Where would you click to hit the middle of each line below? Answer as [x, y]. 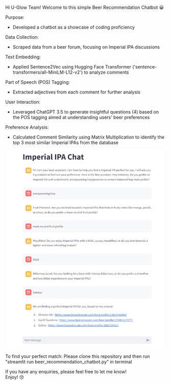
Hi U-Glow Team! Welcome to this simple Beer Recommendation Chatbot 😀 [85, 7]
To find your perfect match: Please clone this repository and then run [78, 356]
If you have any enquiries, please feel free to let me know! [66, 372]
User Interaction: [23, 102]
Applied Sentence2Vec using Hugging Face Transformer [72, 67]
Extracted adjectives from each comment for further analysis [77, 92]
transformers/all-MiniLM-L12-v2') [48, 72]
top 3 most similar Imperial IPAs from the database [65, 142]
